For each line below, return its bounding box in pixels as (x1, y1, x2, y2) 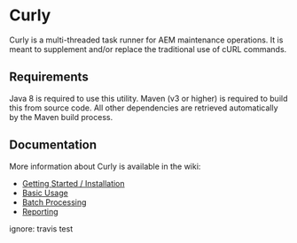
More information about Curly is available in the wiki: (9, 161, 201, 171)
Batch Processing (21, 196, 87, 208)
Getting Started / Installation (21, 178, 126, 188)
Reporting (21, 206, 59, 216)
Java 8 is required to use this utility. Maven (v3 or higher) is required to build (9, 93, 288, 103)
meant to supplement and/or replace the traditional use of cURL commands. (9, 43, 287, 54)
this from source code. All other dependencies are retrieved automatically (9, 103, 278, 113)
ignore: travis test (9, 223, 74, 234)
